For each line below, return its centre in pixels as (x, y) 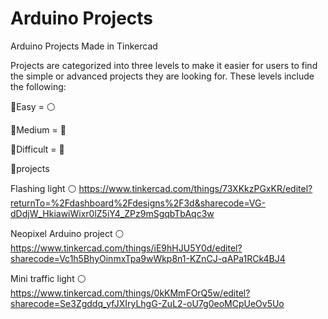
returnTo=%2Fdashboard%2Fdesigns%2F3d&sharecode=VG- (138, 203)
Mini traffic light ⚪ (48, 278)
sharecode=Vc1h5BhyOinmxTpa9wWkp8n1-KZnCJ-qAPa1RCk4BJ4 (148, 258)
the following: (38, 86)
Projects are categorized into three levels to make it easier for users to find (164, 65)
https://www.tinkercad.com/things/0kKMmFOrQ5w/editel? (130, 293)
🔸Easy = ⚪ (33, 106)
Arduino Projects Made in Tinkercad (84, 46)
